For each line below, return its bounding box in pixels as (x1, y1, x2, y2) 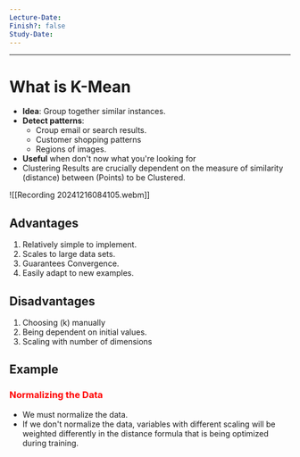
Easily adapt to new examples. (21, 268, 135, 278)
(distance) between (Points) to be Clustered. (21, 172, 186, 183)
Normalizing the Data (9, 389, 104, 402)
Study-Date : (9, 29, 54, 38)
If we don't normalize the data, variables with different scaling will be (21, 419, 276, 429)
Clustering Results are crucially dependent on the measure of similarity (21, 162, 284, 174)
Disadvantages (9, 294, 96, 309)
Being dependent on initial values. (21, 327, 147, 337)
